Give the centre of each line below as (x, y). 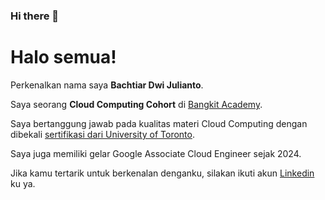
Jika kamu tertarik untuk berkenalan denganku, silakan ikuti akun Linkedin (162, 173)
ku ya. (23, 183)
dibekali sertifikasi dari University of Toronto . (102, 134)
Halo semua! (63, 57)
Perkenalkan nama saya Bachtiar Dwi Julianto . (107, 85)
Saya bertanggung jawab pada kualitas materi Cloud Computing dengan (159, 123)
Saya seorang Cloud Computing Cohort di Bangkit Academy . (136, 104)
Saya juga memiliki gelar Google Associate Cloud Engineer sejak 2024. (156, 153)
